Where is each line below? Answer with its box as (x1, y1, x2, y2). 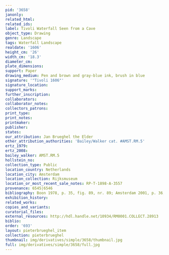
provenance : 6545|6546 (5, 186, 53, 191)
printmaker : (5, 120, 30, 125)
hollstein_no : (5, 158, 35, 163)
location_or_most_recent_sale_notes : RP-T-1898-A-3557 (5, 181, 123, 186)
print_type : (5, 111, 30, 116)
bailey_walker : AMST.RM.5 (5, 153, 59, 158)
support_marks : (5, 87, 37, 92)
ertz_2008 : (5, 148, 28, 154)
